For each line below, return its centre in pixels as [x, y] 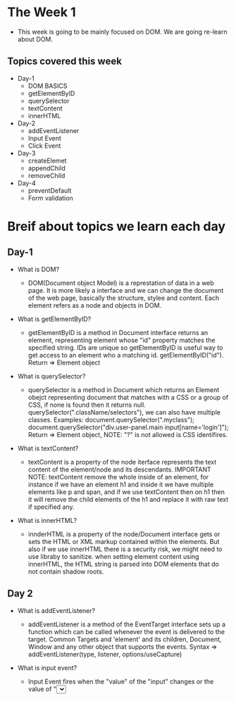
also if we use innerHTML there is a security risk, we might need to [125, 549]
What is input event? [47, 668]
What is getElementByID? [54, 319]
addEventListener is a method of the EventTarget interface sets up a [127, 624]
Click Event [44, 146]
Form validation [50, 198]
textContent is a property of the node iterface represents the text [122, 462]
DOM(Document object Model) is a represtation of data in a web [121, 283]
